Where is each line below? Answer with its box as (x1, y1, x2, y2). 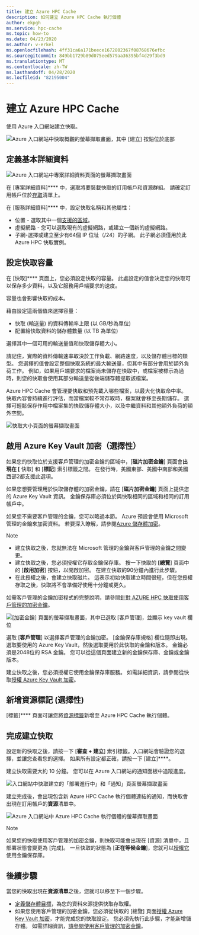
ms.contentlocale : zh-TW (6, 63, 68, 70)
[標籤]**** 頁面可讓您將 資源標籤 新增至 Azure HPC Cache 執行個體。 (6, 712, 173, 719)
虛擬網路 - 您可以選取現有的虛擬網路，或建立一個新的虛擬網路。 (14, 223, 171, 231)
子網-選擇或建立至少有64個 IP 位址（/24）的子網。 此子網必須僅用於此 (14, 231, 187, 238)
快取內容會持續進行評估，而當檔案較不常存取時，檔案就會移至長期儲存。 (6, 395, 182, 402)
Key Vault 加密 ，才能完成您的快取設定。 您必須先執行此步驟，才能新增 (14, 915, 187, 922)
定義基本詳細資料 (6, 155, 69, 165)
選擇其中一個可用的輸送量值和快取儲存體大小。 (6, 340, 120, 347)
